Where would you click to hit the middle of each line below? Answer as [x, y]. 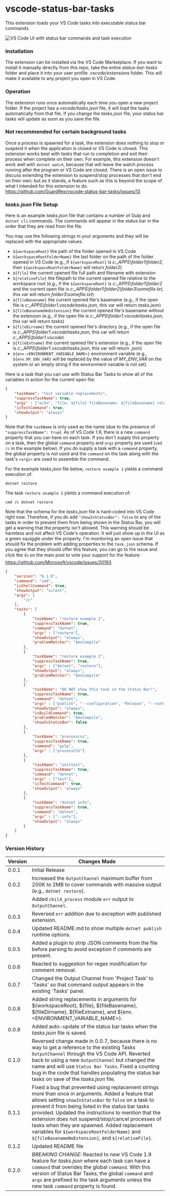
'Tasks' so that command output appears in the [88, 985]
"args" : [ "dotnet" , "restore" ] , [67, 666]
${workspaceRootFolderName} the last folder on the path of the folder [83, 257]
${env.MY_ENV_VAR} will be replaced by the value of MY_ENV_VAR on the [87, 359]
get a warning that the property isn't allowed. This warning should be [77, 528]
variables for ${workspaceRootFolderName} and [86, 1132]
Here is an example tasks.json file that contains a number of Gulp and [78, 215]
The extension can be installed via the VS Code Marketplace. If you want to [84, 62]
